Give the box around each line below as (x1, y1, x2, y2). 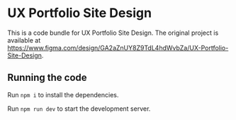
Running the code (7, 72, 87, 84)
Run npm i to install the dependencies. (7, 90, 119, 99)
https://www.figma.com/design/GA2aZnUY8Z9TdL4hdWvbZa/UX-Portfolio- (7, 43, 229, 52)
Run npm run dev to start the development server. (7, 104, 151, 113)
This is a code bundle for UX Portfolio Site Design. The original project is (7, 28, 219, 37)
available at (7, 36, 41, 44)
